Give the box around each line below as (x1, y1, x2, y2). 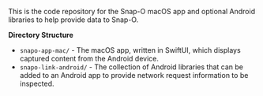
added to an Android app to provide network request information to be (19, 71, 249, 79)
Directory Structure (8, 31, 73, 39)
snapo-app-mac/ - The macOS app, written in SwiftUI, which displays (19, 46, 241, 54)
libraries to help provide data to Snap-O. (8, 15, 139, 24)
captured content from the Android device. (19, 54, 160, 63)
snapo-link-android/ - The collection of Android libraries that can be (19, 62, 243, 72)
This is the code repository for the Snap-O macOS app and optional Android (8, 7, 255, 16)
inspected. (19, 79, 54, 88)
